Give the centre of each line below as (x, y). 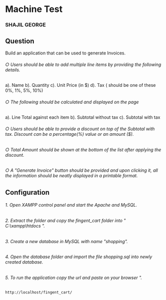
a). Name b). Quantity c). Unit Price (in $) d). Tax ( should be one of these (81, 85)
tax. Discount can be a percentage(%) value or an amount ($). (70, 134)
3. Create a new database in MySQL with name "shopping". (67, 241)
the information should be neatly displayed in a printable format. (72, 176)
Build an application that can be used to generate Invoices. (66, 53)
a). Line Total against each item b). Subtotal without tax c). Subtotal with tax (83, 117)
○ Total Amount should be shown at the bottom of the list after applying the (83, 150)
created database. (24, 262)
